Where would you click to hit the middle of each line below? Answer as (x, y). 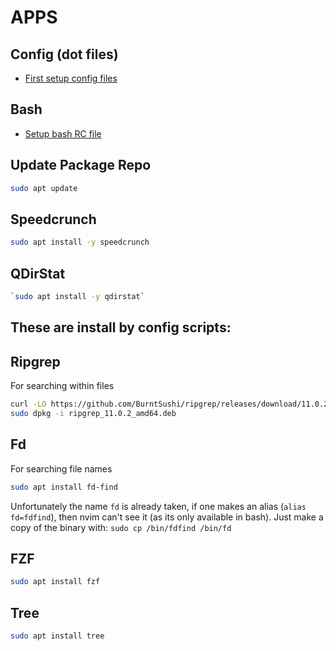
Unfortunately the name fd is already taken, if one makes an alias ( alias (158, 506)
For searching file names (61, 468)
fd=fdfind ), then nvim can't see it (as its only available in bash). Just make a (167, 517)
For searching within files (62, 386)
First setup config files (71, 78)
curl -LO (28, 404)
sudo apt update (44, 188)
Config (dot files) (64, 54)
